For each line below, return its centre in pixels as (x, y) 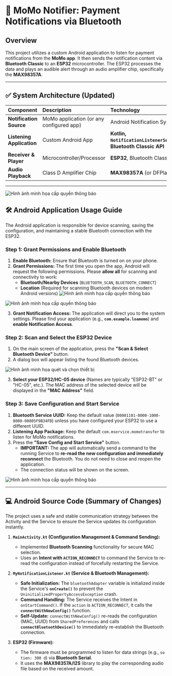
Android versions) (39, 293)
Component (23, 110)
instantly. (15, 527)
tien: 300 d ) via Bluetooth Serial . (56, 658)
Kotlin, (118, 133)
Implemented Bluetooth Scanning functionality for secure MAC (87, 547)
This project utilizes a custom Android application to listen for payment (80, 53)
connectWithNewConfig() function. (56, 611)
